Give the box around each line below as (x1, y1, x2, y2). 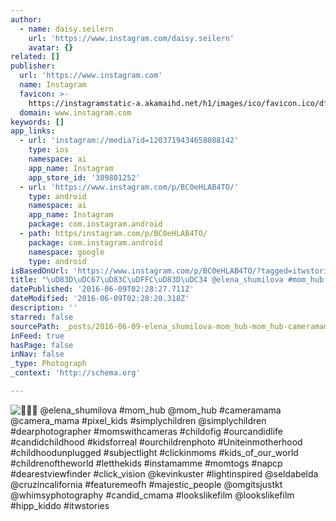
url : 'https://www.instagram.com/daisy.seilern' (28, 33, 235, 43)
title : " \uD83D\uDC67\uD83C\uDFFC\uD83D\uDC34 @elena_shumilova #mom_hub (10, 275, 325, 285)
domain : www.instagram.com (19, 107, 132, 118)
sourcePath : (10, 321, 60, 331)
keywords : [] (10, 117, 65, 127)
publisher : (10, 61, 56, 71)
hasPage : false (10, 340, 74, 350)
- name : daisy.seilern (19, 24, 114, 34)
